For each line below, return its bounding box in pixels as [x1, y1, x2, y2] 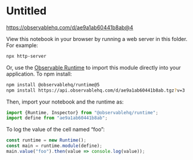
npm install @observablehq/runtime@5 [6, 81, 100, 87]
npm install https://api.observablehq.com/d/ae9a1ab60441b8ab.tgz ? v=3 [6, 87, 185, 93]
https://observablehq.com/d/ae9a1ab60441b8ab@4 [6, 24, 133, 31]
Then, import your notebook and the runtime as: [6, 98, 124, 105]
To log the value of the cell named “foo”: [6, 126, 105, 133]
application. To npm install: [6, 70, 73, 77]
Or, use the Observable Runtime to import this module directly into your [6, 64, 181, 71]
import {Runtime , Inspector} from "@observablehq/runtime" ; [6, 109, 159, 115]
